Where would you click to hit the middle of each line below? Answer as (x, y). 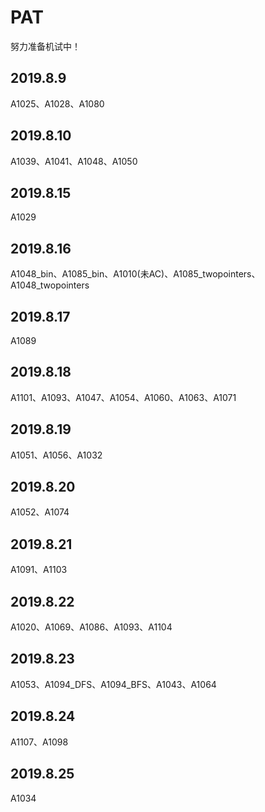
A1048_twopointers (50, 285)
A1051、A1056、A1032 (56, 455)
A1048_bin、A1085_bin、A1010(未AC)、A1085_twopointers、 (135, 274)
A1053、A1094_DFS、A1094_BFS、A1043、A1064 (113, 684)
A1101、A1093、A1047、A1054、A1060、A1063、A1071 (123, 397)
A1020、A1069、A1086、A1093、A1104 (91, 627)
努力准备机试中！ (45, 46)
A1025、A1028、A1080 (57, 103)
